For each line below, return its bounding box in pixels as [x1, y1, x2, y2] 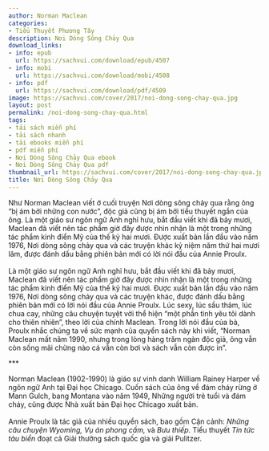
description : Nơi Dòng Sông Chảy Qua [8, 34, 134, 43]
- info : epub [8, 49, 52, 57]
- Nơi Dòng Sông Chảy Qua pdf [8, 161, 110, 169]
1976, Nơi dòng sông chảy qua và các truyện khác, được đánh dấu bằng [8, 291, 246, 301]
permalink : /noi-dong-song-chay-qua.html [8, 109, 149, 117]
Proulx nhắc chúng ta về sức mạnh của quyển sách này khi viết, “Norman [8, 326, 251, 335]
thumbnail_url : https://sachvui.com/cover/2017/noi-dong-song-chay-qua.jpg [8, 169, 267, 177]
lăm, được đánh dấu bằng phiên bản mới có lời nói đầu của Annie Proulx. [8, 249, 247, 258]
